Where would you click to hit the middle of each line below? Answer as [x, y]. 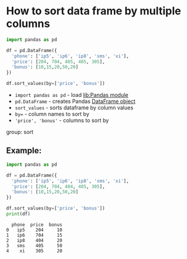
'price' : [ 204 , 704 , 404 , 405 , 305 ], [58, 187]
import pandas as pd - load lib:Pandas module [71, 95]
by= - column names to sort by [52, 114]
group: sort [20, 132]
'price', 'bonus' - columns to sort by [62, 120]
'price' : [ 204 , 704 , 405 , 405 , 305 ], [58, 62]
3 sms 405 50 [34, 246]
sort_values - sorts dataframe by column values [74, 108]
